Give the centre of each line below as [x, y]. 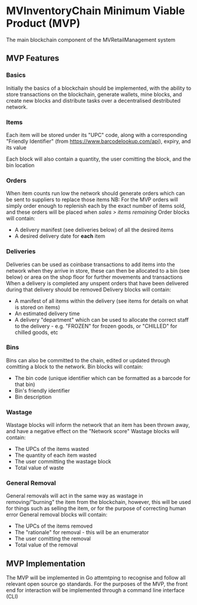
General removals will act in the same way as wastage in [75, 496]
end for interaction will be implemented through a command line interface [95, 590]
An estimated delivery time [47, 313]
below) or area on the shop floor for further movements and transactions [94, 277]
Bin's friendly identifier [42, 390]
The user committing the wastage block [63, 462]
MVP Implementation [46, 563]
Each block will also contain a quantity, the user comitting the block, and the [98, 159]
